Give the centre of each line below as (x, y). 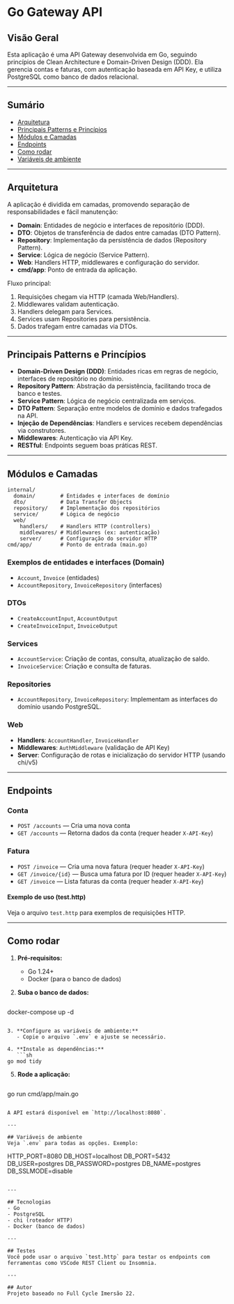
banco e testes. (40, 394)
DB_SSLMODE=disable (40, 1171)
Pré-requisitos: (40, 958)
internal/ (22, 490)
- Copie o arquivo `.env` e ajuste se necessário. (92, 1037)
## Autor (20, 1287)
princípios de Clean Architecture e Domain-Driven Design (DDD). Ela (106, 62)
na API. (28, 416)
